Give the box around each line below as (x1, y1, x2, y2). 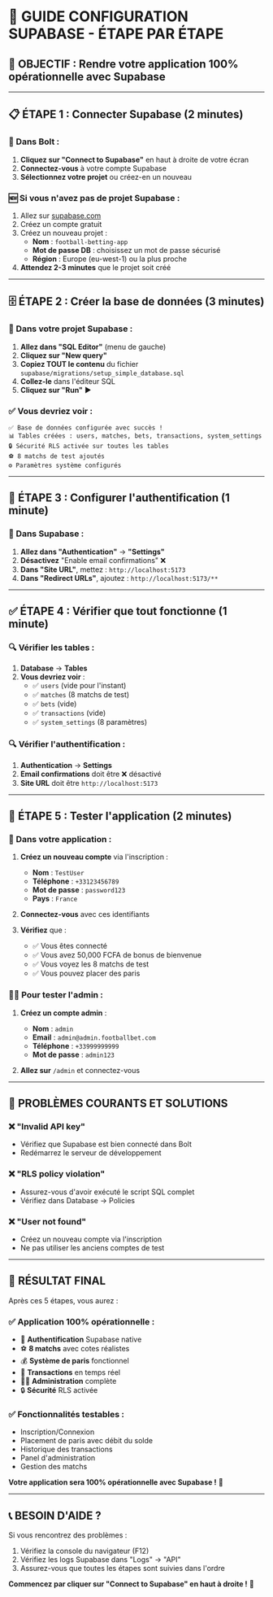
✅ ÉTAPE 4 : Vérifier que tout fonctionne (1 (8, 604, 227, 618)
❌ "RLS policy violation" (8, 1168, 106, 1180)
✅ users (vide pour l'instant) (32, 681, 127, 691)
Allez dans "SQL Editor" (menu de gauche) (19, 342, 167, 351)
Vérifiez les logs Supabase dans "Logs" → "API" (19, 1555, 181, 1564)
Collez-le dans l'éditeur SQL (19, 376, 116, 386)
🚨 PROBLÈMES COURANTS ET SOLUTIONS (8, 1097, 228, 1110)
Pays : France (32, 894, 78, 904)
